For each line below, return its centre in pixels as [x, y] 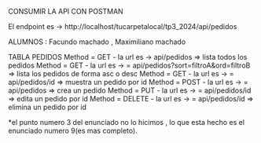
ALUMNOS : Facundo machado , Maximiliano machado [97, 42]
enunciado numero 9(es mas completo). [73, 130]
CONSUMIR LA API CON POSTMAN [66, 11]
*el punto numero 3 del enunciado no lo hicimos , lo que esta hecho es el [127, 122]
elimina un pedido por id [47, 107]
